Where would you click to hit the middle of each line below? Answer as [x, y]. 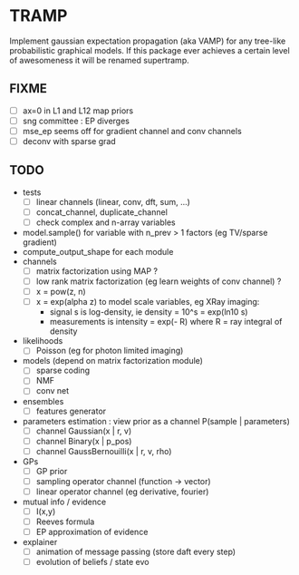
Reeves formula [65, 521]
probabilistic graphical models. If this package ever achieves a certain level [149, 50]
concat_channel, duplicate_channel [101, 212]
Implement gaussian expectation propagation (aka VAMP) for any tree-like [148, 41]
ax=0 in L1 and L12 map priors [78, 111]
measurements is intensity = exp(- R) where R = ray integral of [166, 322]
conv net [53, 391]
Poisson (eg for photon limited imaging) [110, 351]
